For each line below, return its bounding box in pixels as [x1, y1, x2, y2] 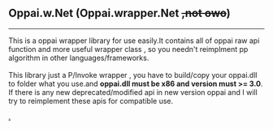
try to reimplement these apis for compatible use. [8, 96, 174, 105]
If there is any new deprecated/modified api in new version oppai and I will [8, 87, 258, 97]
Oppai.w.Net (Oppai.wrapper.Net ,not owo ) [8, 6, 231, 20]
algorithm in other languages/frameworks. [8, 53, 149, 62]
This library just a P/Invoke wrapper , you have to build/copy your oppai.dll [8, 70, 258, 80]
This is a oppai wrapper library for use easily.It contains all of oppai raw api [8, 36, 260, 45]
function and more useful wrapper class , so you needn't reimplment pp [8, 44, 249, 54]
